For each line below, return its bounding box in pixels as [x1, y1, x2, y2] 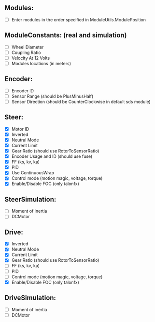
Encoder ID [11, 87, 34, 94]
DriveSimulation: [4, 294, 56, 302]
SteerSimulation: [4, 195, 56, 203]
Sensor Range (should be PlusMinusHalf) [11, 93, 94, 99]
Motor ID [11, 126, 29, 132]
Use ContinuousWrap [11, 170, 54, 176]
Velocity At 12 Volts [11, 55, 50, 61]
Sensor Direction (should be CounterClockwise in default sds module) [11, 99, 151, 104]
